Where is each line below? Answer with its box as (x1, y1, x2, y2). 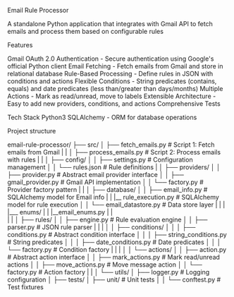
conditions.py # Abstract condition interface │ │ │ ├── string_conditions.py (7, 231, 227, 238)
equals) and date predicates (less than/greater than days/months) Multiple (7, 85, 223, 92)
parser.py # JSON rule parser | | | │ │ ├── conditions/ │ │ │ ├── (7, 223, 196, 231)
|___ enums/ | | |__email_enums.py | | (7, 208, 113, 216)
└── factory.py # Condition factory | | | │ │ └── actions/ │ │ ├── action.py (7, 246, 227, 253)
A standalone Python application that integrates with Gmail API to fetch (7, 20, 214, 28)
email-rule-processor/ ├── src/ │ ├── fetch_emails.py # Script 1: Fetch (7, 140, 215, 149)
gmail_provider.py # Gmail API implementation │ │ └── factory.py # (7, 178, 204, 186)
